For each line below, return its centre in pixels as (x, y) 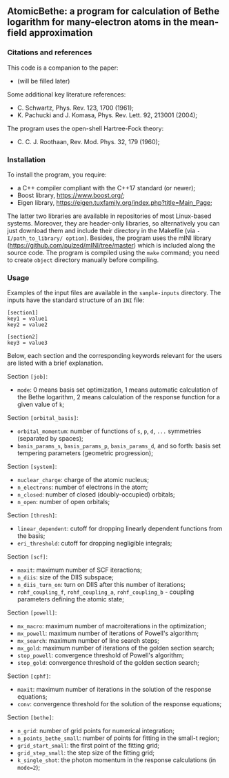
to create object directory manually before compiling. (83, 260)
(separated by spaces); (50, 439)
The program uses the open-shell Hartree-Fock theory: (86, 128)
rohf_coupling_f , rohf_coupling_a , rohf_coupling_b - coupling (106, 592)
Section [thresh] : (32, 515)
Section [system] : (32, 467)
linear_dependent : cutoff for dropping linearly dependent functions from (120, 529)
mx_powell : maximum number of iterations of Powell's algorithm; (108, 633)
